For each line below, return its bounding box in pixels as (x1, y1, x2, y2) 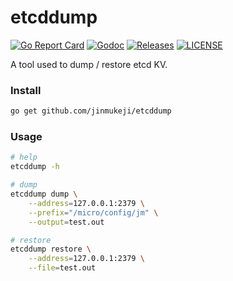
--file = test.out (28, 263, 97, 273)
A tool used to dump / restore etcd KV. (10, 58, 168, 70)
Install (10, 83, 42, 97)
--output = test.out (28, 217, 105, 227)
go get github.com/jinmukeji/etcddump (10, 106, 172, 116)
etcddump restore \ (10, 244, 92, 255)
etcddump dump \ (10, 189, 78, 200)
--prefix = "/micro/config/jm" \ (28, 207, 159, 218)
